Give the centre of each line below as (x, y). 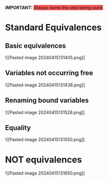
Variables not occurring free (49, 73)
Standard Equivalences (54, 28)
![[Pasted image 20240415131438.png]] (45, 85)
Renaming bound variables (47, 100)
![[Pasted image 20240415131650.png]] (45, 173)
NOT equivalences (44, 160)
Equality (18, 128)
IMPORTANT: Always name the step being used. (54, 8)
